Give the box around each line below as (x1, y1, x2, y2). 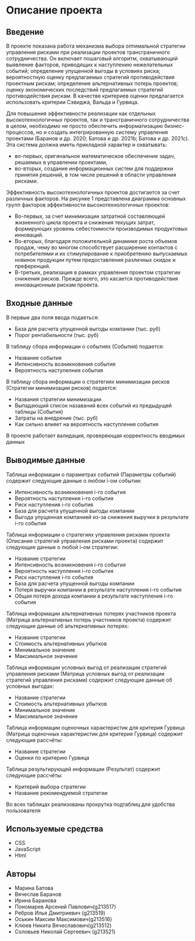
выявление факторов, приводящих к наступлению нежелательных (6, 61, 173, 68)
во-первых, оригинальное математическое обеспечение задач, (14, 153, 176, 159)
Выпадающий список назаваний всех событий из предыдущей (14, 402, 172, 409)
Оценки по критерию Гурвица (14, 754, 90, 761)
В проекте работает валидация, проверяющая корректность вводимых (6, 432, 186, 439)
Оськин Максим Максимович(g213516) (14, 916, 112, 923)
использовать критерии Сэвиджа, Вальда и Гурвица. (6, 99, 139, 106)
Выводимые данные (6, 456, 85, 466)
